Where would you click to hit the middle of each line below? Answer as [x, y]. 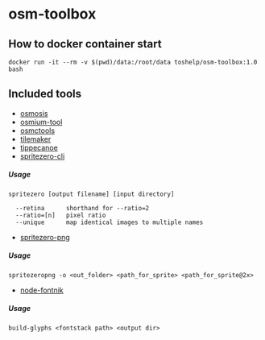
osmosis [34, 113]
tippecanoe [39, 147]
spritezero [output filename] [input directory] [91, 194]
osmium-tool [41, 122]
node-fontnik [41, 290]
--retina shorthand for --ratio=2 [83, 208]
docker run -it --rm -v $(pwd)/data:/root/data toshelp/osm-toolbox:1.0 [133, 62]
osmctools [37, 131]
